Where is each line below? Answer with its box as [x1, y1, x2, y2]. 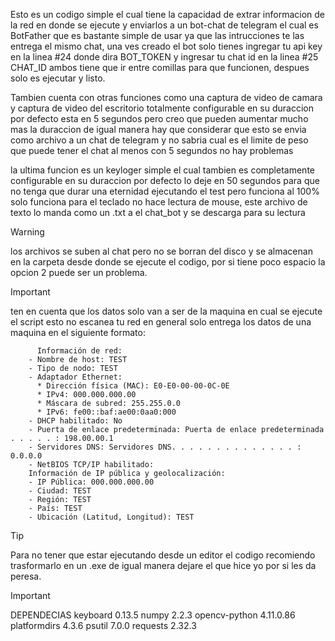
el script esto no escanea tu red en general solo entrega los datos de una [10, 316, 312, 328]
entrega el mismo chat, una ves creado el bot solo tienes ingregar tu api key [10, 40, 323, 52]
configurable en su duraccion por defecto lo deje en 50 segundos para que [10, 175, 320, 186]
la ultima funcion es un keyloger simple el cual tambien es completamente [10, 164, 315, 176]
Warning [10, 226, 45, 238]
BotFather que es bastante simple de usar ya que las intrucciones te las [10, 30, 305, 41]
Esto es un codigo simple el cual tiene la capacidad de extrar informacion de [10, 9, 326, 20]
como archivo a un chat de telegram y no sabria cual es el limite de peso [10, 134, 309, 146]
